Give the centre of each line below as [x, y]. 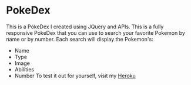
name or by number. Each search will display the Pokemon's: [80, 39]
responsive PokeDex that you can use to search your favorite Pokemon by [95, 32]
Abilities [24, 69]
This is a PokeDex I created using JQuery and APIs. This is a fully [85, 27]
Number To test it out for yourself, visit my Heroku [75, 76]
